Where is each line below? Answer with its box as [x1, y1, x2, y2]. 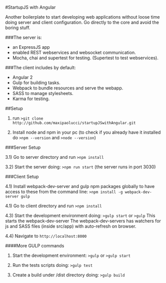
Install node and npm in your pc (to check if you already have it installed [12, 129, 161, 135]
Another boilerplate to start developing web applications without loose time [5, 14, 160, 20]
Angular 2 [12, 74, 33, 80]
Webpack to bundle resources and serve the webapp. [12, 85, 123, 91]
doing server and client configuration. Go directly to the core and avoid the [5, 20, 159, 25]
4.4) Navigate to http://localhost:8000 [5, 233, 87, 239]
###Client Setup [5, 173, 39, 179]
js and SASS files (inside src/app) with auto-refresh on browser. [5, 223, 136, 229]
